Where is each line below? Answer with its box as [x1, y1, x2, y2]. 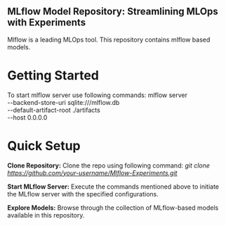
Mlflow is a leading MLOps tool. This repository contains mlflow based [7, 35, 211, 44]
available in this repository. [7, 211, 85, 219]
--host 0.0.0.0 [7, 113, 48, 122]
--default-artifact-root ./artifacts [7, 106, 100, 114]
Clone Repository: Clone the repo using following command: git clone [7, 161, 211, 170]
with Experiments [7, 17, 86, 29]
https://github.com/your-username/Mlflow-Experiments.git [7, 168, 178, 177]
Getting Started [7, 68, 100, 83]
